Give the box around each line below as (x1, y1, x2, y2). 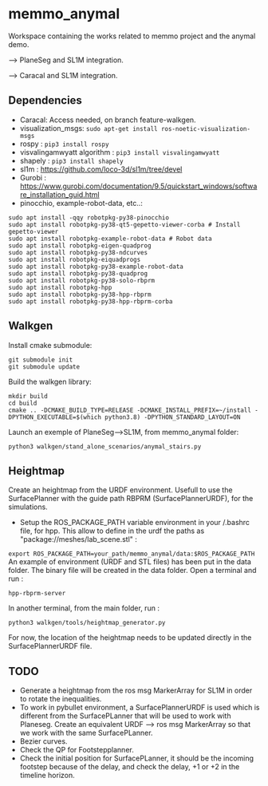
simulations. (8, 502, 48, 511)
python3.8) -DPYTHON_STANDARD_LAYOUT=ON (104, 413, 241, 421)
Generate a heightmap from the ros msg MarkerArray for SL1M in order (19, 685, 253, 695)
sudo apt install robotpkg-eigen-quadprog (8, 241, 152, 250)
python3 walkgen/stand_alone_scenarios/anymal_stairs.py (8, 442, 202, 451)
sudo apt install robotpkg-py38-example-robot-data (8, 263, 183, 271)
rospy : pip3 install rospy (19, 139, 109, 148)
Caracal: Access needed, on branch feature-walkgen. (19, 115, 197, 124)
